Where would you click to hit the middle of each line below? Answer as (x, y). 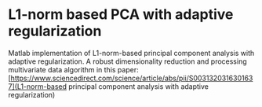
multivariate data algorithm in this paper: (73, 69)
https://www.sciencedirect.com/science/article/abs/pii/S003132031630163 (132, 78)
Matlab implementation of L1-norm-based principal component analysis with (131, 53)
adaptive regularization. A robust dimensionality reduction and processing (127, 61)
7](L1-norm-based (38, 86)
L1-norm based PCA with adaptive (121, 15)
